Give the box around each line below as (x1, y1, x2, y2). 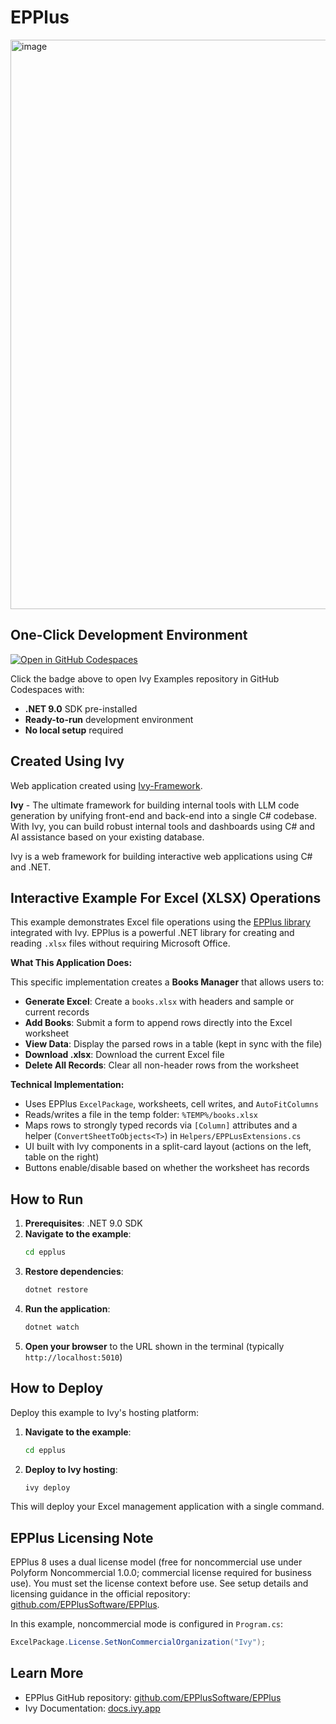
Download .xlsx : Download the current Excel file (24, 1049, 225, 1061)
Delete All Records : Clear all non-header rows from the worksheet (24, 1059, 299, 1071)
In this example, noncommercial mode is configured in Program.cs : (10, 1618, 283, 1630)
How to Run (10, 1191, 84, 1208)
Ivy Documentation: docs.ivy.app (24, 1702, 161, 1714)
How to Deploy (10, 1380, 104, 1397)
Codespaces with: (10, 683, 85, 695)
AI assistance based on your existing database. (10, 831, 205, 843)
